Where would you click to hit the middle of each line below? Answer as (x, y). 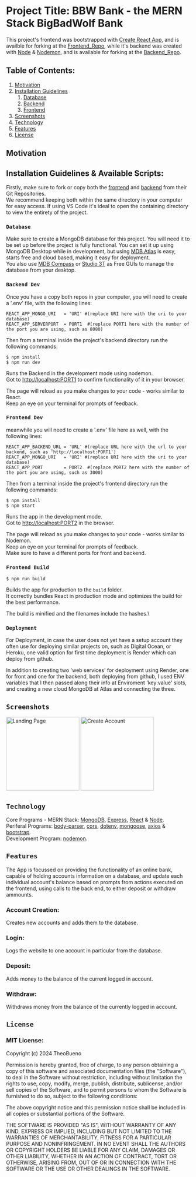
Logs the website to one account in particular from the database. (84, 951)
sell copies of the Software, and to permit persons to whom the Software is (97, 1089)
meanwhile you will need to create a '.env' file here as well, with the (87, 430)
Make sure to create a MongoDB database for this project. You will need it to (98, 239)
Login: (15, 938)
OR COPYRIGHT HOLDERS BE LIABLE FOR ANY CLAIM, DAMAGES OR (91, 1150)
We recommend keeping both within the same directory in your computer (94, 200)
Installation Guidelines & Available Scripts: (85, 173)
